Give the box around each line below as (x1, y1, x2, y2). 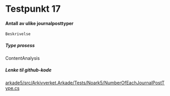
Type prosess (5, 42, 35, 49)
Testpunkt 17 (5, 3, 61, 15)
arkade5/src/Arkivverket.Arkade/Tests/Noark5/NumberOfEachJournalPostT (5, 80, 165, 86)
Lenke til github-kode (5, 67, 52, 73)
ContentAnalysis (5, 55, 40, 61)
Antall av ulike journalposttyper (5, 20, 74, 26)
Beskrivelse (5, 32, 31, 37)
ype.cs (5, 85, 20, 91)
